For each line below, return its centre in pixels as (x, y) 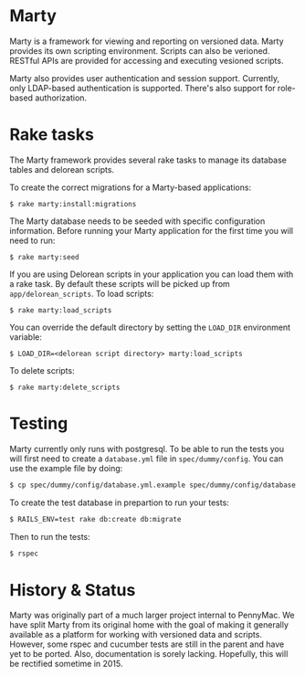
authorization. (61, 98)
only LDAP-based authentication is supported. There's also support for (142, 88)
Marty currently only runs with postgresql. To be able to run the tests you (147, 449)
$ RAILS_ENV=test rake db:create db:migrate (95, 519)
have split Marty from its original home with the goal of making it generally (149, 625)
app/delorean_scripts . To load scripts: (82, 293)
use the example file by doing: (66, 468)
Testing (39, 423)
